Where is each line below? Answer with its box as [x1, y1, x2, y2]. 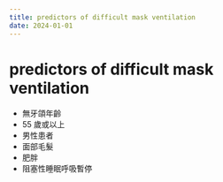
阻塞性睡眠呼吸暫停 [21, 163, 93, 174]
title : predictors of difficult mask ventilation [9, 12, 196, 22]
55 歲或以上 [21, 119, 65, 130]
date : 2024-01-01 [9, 21, 73, 30]
